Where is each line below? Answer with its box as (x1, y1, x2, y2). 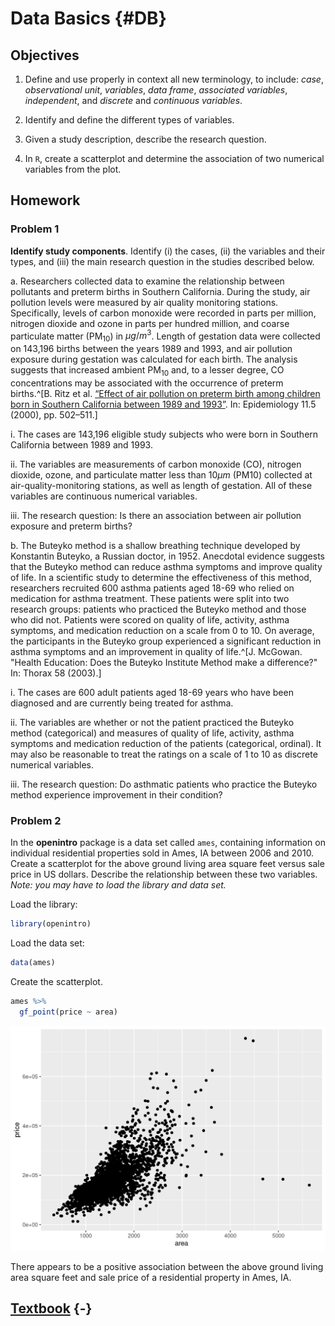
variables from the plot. (24, 163, 122, 175)
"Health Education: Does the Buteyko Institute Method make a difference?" (10, 656, 318, 668)
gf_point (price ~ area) (19, 1007, 118, 1017)
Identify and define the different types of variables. (24, 114, 235, 126)
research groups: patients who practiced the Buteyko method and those (10, 603, 307, 615)
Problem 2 (10, 813, 62, 827)
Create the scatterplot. (10, 975, 103, 987)
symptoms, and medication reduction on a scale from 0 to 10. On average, (10, 624, 315, 636)
